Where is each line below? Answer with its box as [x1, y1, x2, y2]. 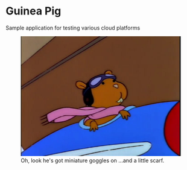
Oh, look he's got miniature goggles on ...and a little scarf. [21, 157, 165, 164]
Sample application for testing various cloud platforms [5, 24, 141, 31]
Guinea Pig [5, 4, 62, 18]
